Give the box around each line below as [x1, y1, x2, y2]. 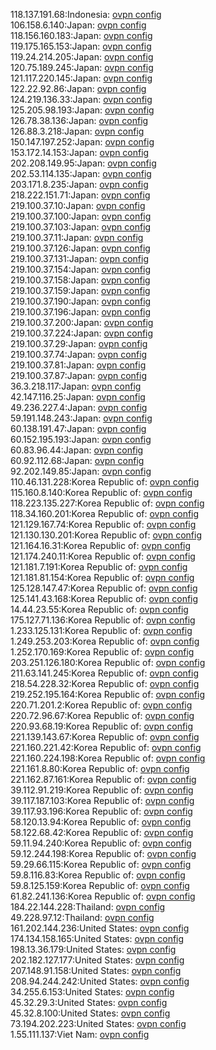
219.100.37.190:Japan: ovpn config [10, 295, 152, 307]
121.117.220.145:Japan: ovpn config [10, 72, 153, 84]
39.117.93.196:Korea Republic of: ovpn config [10, 805, 193, 817]
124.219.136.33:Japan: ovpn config [10, 94, 153, 105]
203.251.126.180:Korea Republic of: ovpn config [10, 657, 206, 668]
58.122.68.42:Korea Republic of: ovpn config [10, 827, 194, 838]
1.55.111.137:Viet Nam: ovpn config [10, 1029, 150, 1040]
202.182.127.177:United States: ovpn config [10, 954, 185, 966]
